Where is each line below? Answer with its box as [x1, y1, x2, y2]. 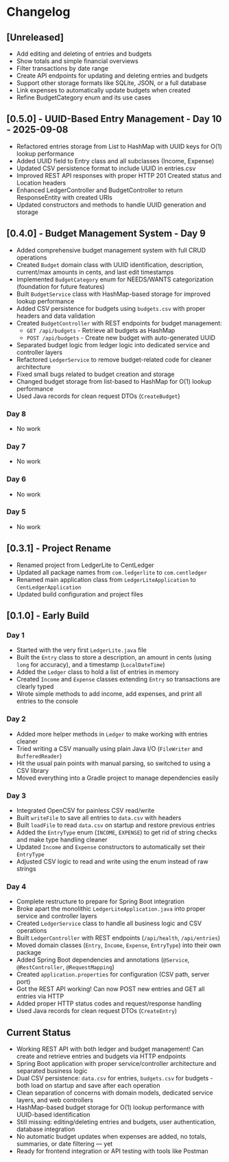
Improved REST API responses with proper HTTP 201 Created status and [16, 171, 222, 179]
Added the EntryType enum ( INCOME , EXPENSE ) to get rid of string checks [16, 828, 217, 836]
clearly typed [16, 682, 54, 690]
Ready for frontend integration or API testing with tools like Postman [16, 1147, 208, 1155]
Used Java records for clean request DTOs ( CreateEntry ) [16, 1007, 178, 1015]
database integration [16, 1125, 75, 1133]
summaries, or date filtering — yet [16, 1140, 113, 1148]
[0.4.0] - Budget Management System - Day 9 [6, 228, 206, 240]
